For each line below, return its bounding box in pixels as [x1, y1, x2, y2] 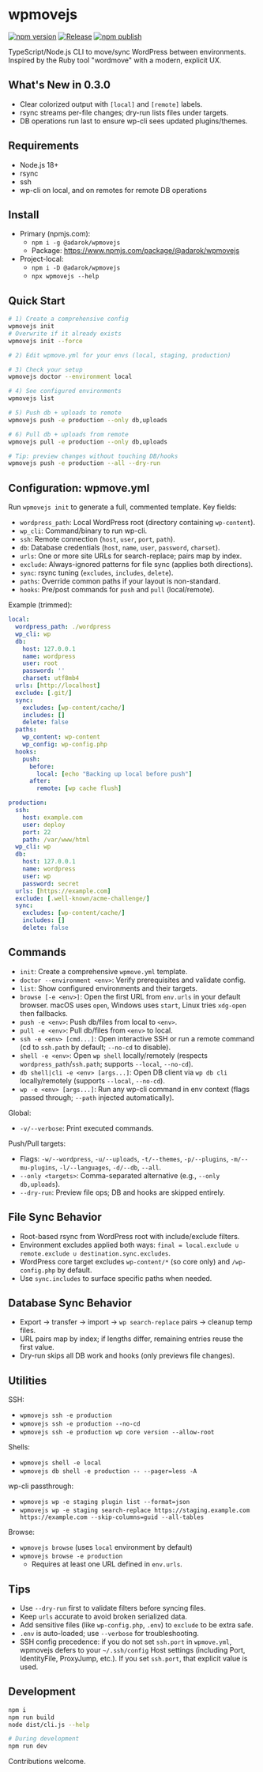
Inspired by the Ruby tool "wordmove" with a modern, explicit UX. [8, 55, 222, 65]
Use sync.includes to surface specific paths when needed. [19, 1273, 212, 1283]
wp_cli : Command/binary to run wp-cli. [19, 526, 148, 535]
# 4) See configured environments [8, 387, 122, 395]
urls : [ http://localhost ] [15, 682, 101, 690]
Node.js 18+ [19, 160, 59, 169]
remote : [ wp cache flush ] [36, 784, 122, 792]
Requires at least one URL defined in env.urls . [31, 1559, 183, 1569]
